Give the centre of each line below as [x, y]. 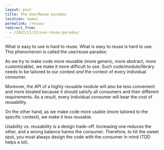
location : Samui [22, 19]
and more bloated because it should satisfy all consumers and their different [82, 92]
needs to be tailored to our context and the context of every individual [76, 72]
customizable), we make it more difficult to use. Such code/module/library [80, 66]
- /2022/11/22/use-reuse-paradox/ [45, 32]
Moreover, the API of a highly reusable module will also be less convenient [80, 86]
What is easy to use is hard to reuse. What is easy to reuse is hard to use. [79, 46]
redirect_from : [21, 28]
